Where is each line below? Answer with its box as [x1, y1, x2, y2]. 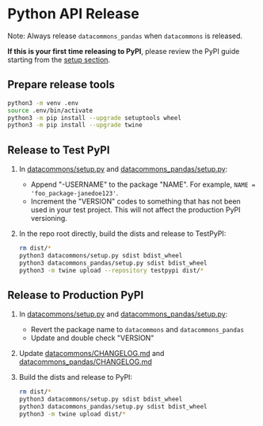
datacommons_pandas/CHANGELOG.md [18, 357, 152, 366]
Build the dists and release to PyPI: [18, 373, 132, 382]
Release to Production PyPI [7, 288, 144, 302]
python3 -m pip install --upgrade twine [7, 121, 143, 130]
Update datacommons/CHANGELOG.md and [18, 349, 165, 358]
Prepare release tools [7, 78, 116, 91]
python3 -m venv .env [7, 99, 79, 107]
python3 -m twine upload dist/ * [18, 410, 126, 418]
